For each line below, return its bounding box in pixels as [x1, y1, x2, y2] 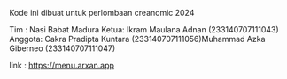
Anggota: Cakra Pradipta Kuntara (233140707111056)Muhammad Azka [9, 34, 266, 44]
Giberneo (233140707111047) [9, 43, 116, 54]
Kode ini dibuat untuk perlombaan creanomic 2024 [9, 8, 195, 18]
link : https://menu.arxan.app [9, 61, 115, 70]
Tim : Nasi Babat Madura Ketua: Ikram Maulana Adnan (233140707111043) [9, 25, 279, 34]
